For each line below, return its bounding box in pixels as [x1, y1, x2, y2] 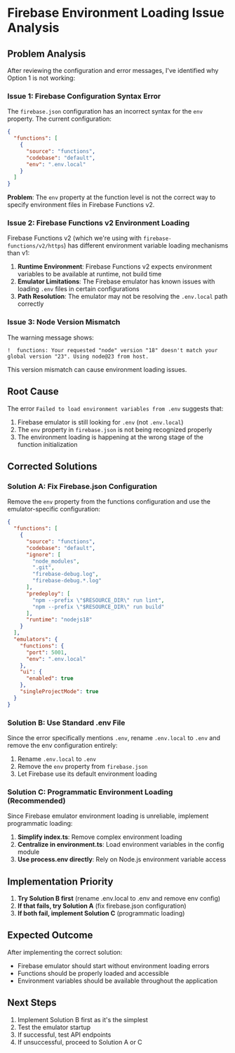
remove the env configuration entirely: [7, 741, 118, 749]
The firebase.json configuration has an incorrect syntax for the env [7, 107, 203, 116]
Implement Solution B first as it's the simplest [17, 1015, 149, 1024]
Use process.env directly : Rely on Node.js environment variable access [17, 855, 227, 864]
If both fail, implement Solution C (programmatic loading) [17, 909, 185, 918]
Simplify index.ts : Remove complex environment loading [17, 833, 182, 841]
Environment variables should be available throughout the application [17, 977, 218, 985]
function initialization [17, 440, 78, 448]
